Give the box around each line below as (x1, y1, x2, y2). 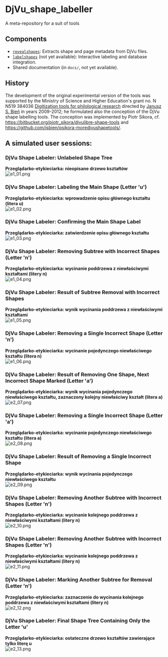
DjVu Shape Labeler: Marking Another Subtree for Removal (5, 576, 152, 583)
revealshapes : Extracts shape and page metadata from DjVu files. (12, 48, 148, 54)
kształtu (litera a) (5, 435, 42, 441)
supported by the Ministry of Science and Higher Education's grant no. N (5, 97, 157, 104)
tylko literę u (5, 640, 32, 646)
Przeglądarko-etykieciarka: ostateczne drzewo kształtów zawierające (5, 635, 155, 641)
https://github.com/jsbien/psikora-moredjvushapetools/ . (5, 125, 122, 131)
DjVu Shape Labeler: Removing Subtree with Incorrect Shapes (5, 248, 160, 255)
